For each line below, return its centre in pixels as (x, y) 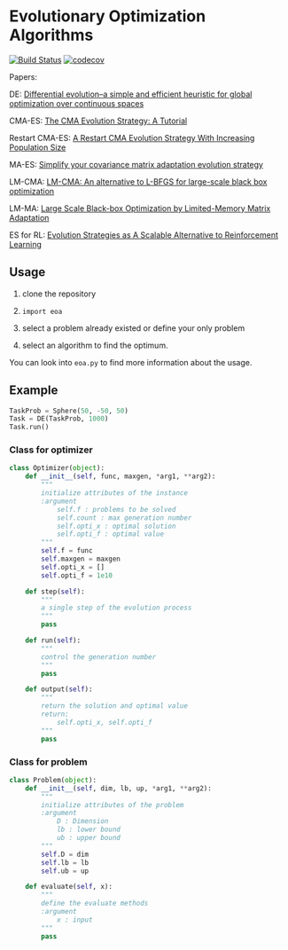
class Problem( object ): (53, 780)
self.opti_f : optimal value (110, 534)
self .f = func (67, 551)
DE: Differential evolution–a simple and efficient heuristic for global (131, 94)
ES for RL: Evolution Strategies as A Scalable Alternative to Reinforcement (144, 235)
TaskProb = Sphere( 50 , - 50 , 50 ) (69, 411)
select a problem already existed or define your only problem (133, 328)
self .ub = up (65, 871)
